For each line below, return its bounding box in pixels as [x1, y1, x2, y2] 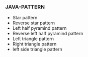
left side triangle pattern [12, 46, 63, 53]
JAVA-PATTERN [5, 3, 45, 10]
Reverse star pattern [12, 20, 55, 26]
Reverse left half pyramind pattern [12, 31, 83, 37]
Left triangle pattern [12, 36, 54, 42]
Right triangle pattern [12, 41, 57, 47]
